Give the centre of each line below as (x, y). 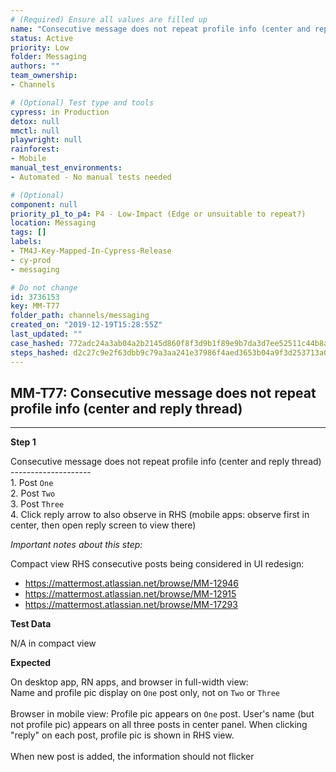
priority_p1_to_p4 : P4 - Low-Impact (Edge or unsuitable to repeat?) (158, 214)
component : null (44, 204)
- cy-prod (31, 260)
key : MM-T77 (35, 306)
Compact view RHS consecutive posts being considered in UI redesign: (157, 564)
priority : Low (40, 47)
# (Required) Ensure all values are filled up (109, 19)
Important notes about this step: (76, 545)
